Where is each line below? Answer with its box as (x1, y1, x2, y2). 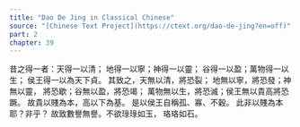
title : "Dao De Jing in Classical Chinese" (9, 13, 175, 22)
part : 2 (9, 30, 39, 38)
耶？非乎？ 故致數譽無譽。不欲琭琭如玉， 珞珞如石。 (9, 108, 203, 119)
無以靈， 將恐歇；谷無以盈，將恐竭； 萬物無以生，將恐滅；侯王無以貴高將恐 (9, 86, 289, 97)
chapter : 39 (9, 38, 54, 47)
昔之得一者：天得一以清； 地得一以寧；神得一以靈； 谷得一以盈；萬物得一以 (9, 63, 289, 74)
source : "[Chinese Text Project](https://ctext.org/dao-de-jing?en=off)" (9, 21, 292, 30)
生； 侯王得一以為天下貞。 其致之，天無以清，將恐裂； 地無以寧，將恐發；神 (9, 75, 292, 86)
